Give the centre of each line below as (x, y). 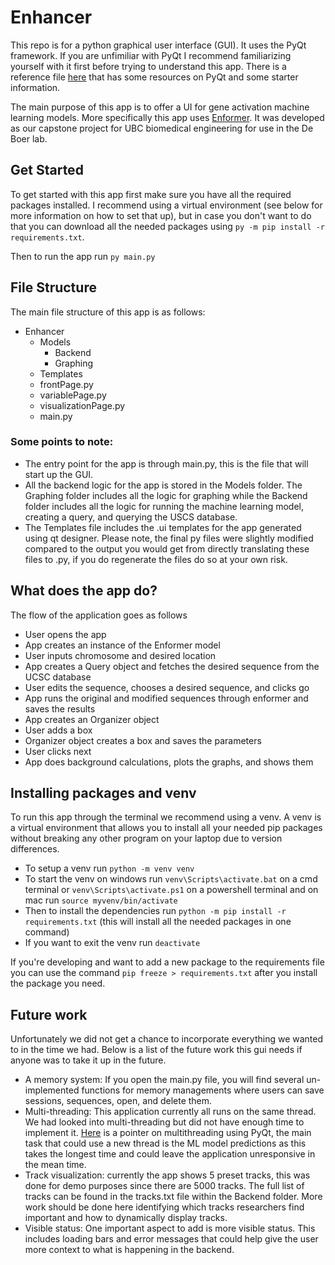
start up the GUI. (59, 474)
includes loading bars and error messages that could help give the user (171, 1239)
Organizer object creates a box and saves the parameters (143, 740)
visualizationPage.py (82, 405)
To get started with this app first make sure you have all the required (151, 194)
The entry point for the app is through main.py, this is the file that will (166, 463)
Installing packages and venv (103, 793)
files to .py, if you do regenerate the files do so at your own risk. (156, 559)
